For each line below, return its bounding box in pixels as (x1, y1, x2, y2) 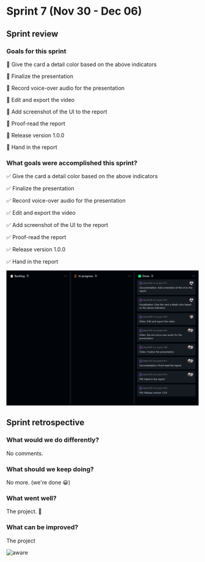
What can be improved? (6, 523, 79, 531)
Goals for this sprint (6, 47, 67, 56)
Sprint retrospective (6, 417, 85, 428)
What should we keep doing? (6, 465, 95, 474)
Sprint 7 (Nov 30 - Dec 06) (6, 4, 142, 18)
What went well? (6, 494, 57, 502)
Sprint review (6, 29, 59, 39)
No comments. (6, 450, 44, 457)
